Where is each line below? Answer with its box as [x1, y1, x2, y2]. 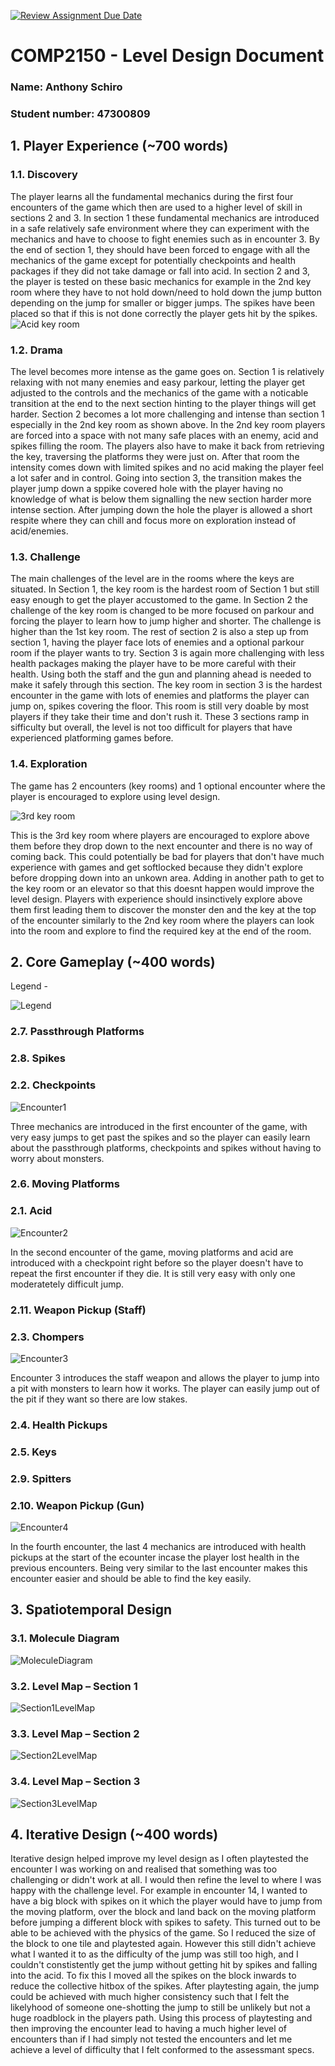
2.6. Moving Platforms [10, 1177, 120, 1191]
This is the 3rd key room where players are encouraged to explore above [10, 829, 310, 841]
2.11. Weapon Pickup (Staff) [10, 1303, 147, 1317]
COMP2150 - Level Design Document [10, 45, 325, 67]
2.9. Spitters [10, 1471, 72, 1485]
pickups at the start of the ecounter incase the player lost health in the [10, 1551, 300, 1564]
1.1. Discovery [10, 168, 78, 182]
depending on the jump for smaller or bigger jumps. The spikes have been [10, 296, 315, 309]
